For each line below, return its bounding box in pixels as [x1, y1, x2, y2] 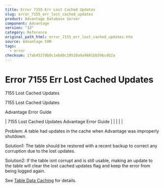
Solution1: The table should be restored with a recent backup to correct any [5, 143, 158, 149]
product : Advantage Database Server [5, 16, 80, 21]
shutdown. [5, 134, 27, 139]
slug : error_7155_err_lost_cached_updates [5, 12, 93, 17]
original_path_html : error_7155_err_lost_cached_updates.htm [5, 35, 133, 40]
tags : [5, 44, 16, 49]
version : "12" [5, 26, 34, 30]
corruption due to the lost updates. [5, 148, 76, 154]
